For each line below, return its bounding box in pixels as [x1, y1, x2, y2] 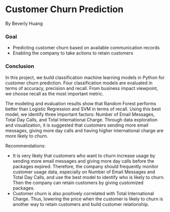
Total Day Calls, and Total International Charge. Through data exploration [5, 116, 158, 123]
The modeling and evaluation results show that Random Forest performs [5, 100, 156, 106]
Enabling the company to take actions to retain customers [12, 50, 133, 56]
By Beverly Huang [5, 20, 43, 26]
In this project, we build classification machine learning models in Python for [5, 74, 165, 80]
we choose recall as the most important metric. [5, 90, 104, 97]
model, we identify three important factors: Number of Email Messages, [5, 111, 155, 117]
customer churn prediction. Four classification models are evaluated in [5, 80, 153, 86]
